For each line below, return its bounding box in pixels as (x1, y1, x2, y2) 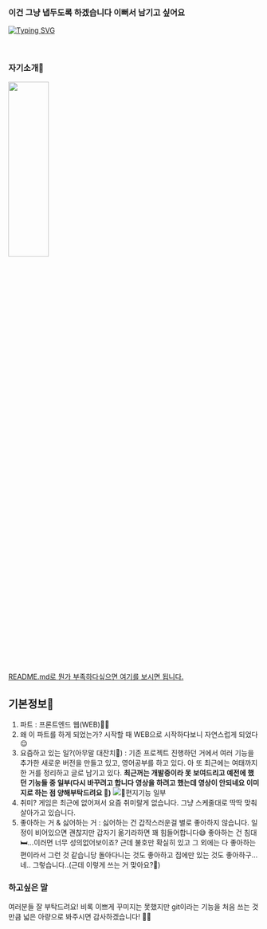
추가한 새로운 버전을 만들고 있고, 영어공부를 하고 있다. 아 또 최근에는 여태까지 (19, 758, 258, 768)
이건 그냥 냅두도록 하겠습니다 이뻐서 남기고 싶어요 (8, 6, 186, 18)
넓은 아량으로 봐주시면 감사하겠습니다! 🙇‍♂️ (22, 911, 151, 921)
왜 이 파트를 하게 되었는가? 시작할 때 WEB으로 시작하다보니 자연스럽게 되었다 (19, 730, 258, 739)
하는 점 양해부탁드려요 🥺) (34, 788, 112, 798)
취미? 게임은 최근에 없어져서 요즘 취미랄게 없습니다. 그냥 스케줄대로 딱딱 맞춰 (19, 798, 257, 808)
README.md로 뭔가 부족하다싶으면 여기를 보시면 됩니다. (8, 672, 184, 681)
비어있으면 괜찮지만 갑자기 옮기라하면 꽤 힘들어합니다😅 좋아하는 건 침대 (34, 828, 257, 837)
